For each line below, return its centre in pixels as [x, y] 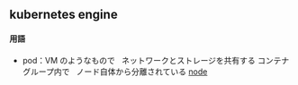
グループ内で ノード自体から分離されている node [115, 72]
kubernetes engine [64, 15]
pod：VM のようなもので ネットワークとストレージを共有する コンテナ [156, 60]
